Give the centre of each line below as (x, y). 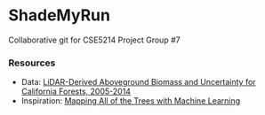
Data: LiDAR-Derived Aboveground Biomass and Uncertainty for (138, 82)
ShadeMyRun (59, 15)
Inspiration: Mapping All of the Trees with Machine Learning (131, 101)
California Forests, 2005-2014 (76, 92)
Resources (32, 63)
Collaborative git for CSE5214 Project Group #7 (94, 40)
